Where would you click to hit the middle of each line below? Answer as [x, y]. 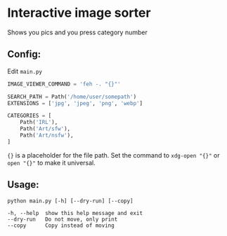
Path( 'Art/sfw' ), [45, 129]
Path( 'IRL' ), [39, 123]
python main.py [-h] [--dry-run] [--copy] [70, 201]
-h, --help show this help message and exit [75, 213]
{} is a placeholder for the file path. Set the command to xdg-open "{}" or [113, 155]
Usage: [24, 185]
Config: [24, 54]
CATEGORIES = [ [30, 116]
